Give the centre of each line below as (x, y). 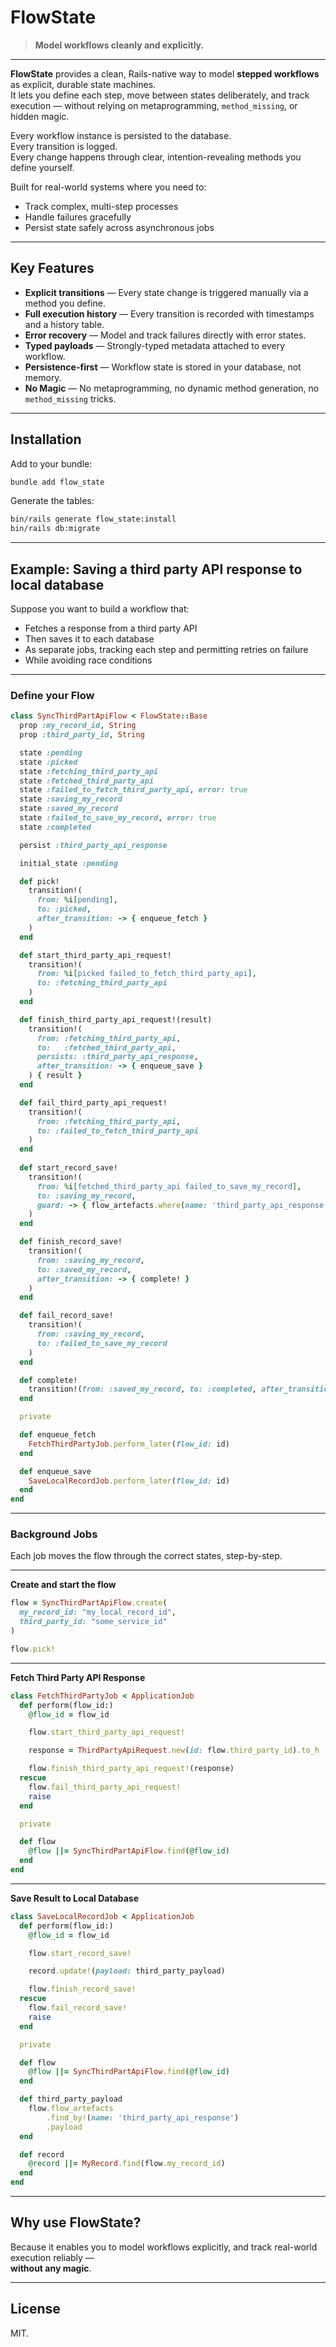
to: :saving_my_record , (86, 1196)
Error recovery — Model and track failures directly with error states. (165, 335)
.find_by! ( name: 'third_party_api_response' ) (143, 2117)
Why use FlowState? (76, 2222)
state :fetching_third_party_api (89, 771)
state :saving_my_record (71, 799)
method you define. (65, 303)
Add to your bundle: (51, 463)
